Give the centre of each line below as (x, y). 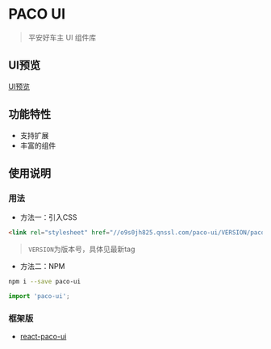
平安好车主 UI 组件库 (62, 37)
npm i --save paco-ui (45, 282)
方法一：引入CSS (48, 217)
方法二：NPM (42, 267)
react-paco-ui (43, 337)
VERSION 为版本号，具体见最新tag (81, 249)
